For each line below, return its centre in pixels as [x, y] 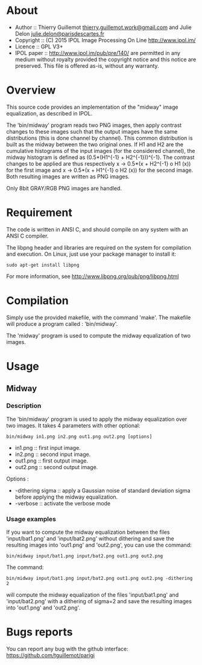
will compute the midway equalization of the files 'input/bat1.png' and [93, 595]
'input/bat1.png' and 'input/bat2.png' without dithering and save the [90, 538]
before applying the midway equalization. [66, 497]
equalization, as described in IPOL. [49, 113]
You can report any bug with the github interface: [67, 649]
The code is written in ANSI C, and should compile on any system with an [97, 229]
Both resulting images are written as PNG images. [68, 177]
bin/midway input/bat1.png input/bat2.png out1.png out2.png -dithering [99, 578]
